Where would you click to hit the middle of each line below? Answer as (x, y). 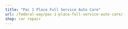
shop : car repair (23, 19)
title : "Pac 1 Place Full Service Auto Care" (53, 10)
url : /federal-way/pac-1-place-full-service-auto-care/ (64, 14)
